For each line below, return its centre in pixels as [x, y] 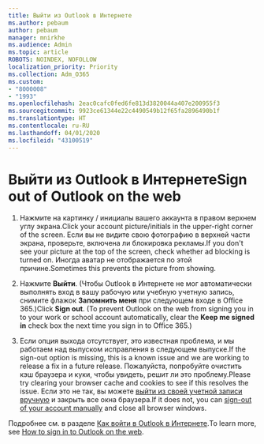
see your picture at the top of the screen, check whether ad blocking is [135, 252]
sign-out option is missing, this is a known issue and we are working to [134, 358]
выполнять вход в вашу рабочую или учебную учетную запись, [127, 292]
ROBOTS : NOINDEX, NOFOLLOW [52, 60]
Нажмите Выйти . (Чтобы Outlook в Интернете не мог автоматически [136, 284]
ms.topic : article [38, 52]
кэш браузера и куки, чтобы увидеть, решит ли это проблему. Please [135, 374]
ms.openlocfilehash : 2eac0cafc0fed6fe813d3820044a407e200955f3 [114, 103]
